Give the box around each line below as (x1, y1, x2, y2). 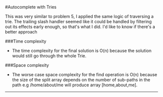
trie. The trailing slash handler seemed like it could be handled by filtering (5, 19, 152, 24)
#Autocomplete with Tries (5, 4, 57, 10)
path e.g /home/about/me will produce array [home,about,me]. (12, 82, 138, 88)
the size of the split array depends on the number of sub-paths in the (12, 77, 150, 82)
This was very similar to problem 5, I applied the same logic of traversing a (5, 14, 154, 19)
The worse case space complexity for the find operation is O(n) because (12, 72, 158, 77)
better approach (5, 29, 37, 34)
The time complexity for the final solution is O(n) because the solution (12, 48, 152, 53)
